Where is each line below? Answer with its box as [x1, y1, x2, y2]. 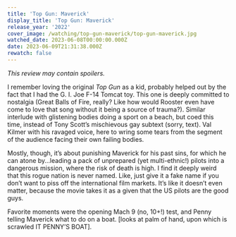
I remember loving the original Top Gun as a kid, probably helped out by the [7, 83, 227, 91]
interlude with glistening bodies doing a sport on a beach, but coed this [7, 112, 214, 121]
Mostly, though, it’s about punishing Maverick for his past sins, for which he [7, 149, 227, 157]
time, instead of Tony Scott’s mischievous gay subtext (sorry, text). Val [7, 120, 212, 128]
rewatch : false [7, 50, 52, 57]
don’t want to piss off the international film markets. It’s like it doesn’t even [7, 178, 223, 187]
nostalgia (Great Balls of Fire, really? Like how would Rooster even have [7, 97, 215, 106]
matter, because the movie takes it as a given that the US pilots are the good [7, 186, 229, 195]
